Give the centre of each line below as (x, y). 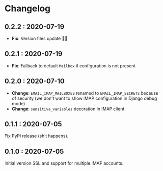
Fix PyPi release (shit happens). (37, 136)
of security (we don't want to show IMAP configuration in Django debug (84, 98)
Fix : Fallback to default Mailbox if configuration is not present (73, 66)
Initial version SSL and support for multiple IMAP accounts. (64, 163)
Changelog (27, 9)
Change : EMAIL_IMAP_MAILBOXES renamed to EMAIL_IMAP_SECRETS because (85, 93)
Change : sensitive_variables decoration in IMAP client (68, 109)
